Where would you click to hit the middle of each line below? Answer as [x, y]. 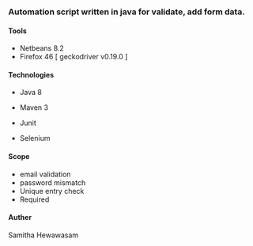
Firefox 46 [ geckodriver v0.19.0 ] [74, 57]
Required [34, 199]
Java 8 [30, 93]
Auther [20, 218]
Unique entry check [52, 191]
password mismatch [53, 182]
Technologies [31, 74]
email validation [45, 174]
